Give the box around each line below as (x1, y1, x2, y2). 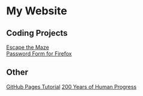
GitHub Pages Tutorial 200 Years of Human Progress (6, 83, 137, 90)
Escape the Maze (6, 44, 49, 51)
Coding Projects (6, 28, 68, 38)
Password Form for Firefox (6, 50, 72, 57)
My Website (6, 4, 67, 18)
